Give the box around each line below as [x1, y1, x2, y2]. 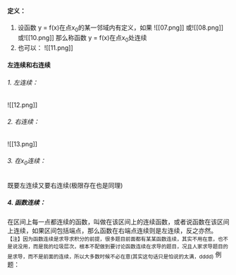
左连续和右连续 [7, 60, 51, 70]
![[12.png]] [7, 101, 38, 109]
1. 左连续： [7, 78, 39, 87]
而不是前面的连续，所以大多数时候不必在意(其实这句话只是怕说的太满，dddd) [27, 253, 214, 260]
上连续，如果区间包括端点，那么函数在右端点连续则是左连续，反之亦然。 [7, 226, 217, 235]
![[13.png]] [7, 139, 37, 148]
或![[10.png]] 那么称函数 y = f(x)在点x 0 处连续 [17, 34, 147, 44]
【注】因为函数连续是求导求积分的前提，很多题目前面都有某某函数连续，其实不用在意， [7, 236, 218, 243]
